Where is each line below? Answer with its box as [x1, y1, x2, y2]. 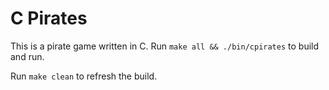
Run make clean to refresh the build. [10, 70, 158, 82]
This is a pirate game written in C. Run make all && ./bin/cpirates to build [10, 40, 320, 52]
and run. [10, 50, 45, 62]
